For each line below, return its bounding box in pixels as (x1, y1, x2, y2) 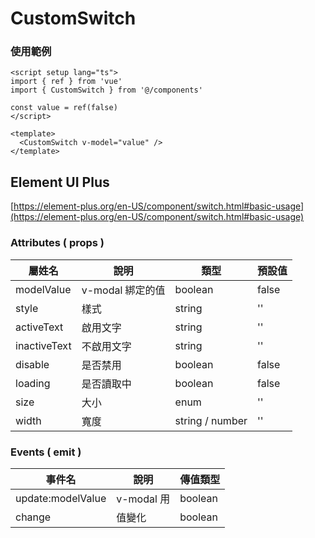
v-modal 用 (116, 492, 171, 506)
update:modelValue (15, 491, 107, 505)
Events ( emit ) (10, 445, 82, 459)
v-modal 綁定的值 (81, 283, 166, 297)
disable (15, 357, 50, 371)
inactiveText (15, 338, 72, 352)
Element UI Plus (10, 173, 110, 191)
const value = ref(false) (10, 103, 118, 113)
